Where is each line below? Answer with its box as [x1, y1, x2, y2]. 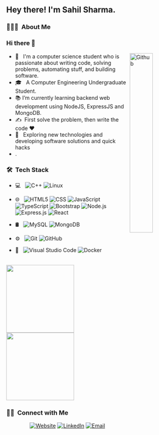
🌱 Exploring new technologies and [14, 131, 103, 138]
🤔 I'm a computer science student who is [14, 52, 120, 60]
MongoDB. [14, 109, 42, 116]
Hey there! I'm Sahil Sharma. [6, 5, 116, 15]
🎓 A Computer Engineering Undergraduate [14, 78, 126, 86]
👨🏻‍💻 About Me [6, 23, 51, 31]
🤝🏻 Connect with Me [6, 409, 69, 417]
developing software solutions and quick [14, 137, 116, 144]
